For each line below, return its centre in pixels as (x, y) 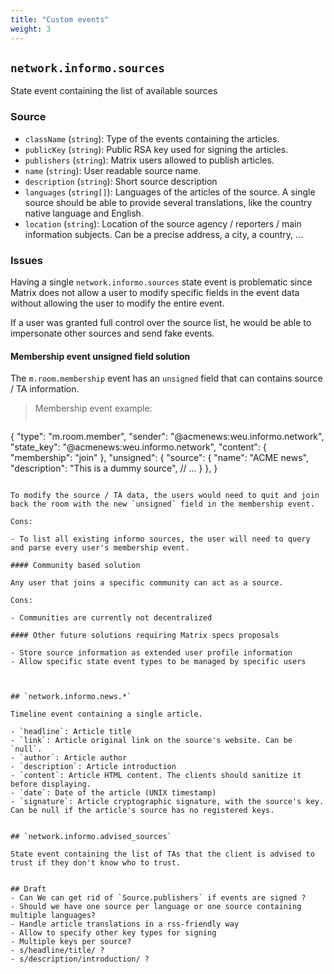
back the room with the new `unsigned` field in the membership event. (162, 504)
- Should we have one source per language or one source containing (156, 907)
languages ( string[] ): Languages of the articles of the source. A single (170, 192)
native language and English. (84, 213)
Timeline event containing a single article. (106, 714)
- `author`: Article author (69, 758)
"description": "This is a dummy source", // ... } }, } (114, 468)
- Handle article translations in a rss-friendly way (125, 924)
